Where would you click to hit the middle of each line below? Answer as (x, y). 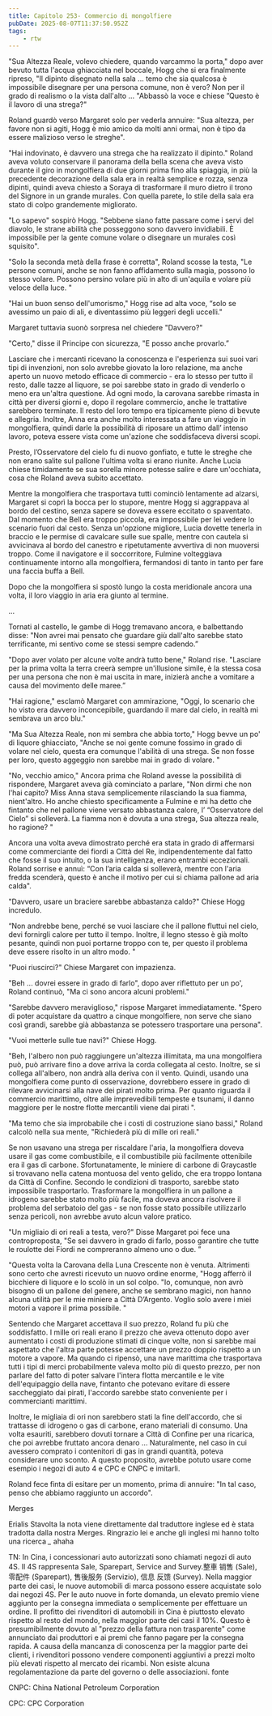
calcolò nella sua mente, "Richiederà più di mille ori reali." (104, 1132)
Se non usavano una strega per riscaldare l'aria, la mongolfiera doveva (126, 1148)
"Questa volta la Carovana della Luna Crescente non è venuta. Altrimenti (129, 1265)
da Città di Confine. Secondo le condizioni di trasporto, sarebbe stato (124, 1182)
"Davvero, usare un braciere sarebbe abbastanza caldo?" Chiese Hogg (127, 902)
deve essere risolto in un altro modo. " (72, 952)
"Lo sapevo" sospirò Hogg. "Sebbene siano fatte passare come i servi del (131, 220)
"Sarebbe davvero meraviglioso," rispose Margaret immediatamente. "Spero (135, 1007)
